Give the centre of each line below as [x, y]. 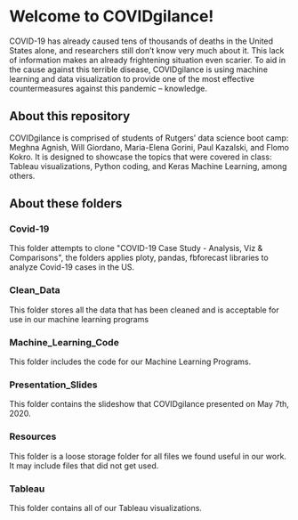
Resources [33, 436]
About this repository [70, 116]
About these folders [66, 203]
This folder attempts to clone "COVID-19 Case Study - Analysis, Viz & [136, 248]
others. [22, 175]
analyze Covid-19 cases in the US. [72, 267]
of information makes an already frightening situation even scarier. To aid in [148, 60]
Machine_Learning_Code [64, 342]
